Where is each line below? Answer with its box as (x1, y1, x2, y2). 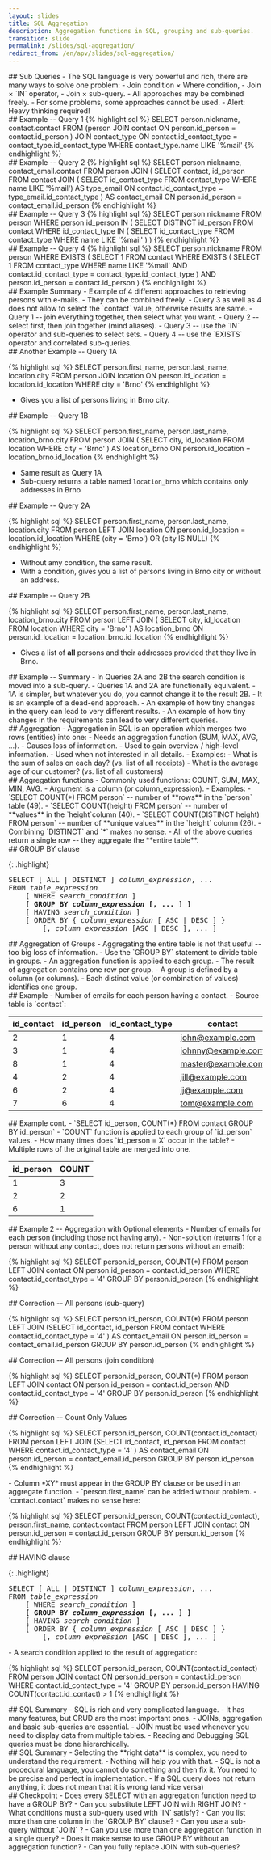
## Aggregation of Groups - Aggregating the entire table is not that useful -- (8, 939, 262, 949)
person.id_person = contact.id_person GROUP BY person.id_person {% (8, 1528, 246, 1537)
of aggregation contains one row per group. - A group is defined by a (8, 965, 238, 974)
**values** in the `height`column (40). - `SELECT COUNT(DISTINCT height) (8, 810, 260, 819)
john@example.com (180, 1032, 256, 1043)
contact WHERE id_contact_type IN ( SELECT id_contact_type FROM (8, 226, 236, 235)
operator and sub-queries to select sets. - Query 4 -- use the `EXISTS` (8, 329, 243, 339)
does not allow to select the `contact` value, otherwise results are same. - (8, 304, 252, 313)
